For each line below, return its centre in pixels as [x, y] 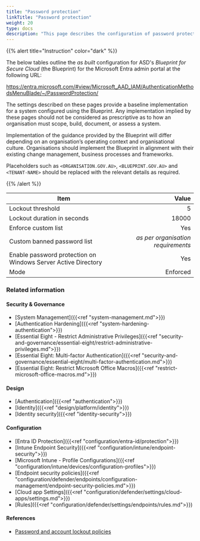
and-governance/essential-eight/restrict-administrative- [84, 343]
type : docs [20, 28]
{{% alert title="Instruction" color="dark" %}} [62, 51]
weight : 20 [20, 23]
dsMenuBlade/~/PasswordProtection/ [52, 93]
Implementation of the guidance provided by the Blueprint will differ [89, 136]
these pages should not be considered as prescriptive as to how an [89, 118]
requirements [172, 245]
